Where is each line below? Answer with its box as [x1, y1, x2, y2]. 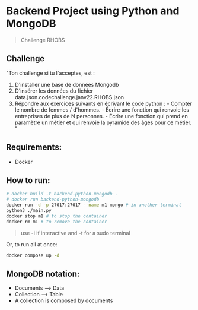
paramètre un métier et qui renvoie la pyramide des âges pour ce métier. [14, 119, 191, 126]
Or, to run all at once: [6, 241, 58, 248]
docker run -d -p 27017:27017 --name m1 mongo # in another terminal [6, 202, 182, 208]
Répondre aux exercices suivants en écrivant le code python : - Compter [14, 100, 193, 107]
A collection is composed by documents [14, 297, 113, 304]
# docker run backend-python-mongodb [6, 197, 100, 203]
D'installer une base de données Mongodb [14, 81, 119, 88]
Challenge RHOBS [20, 36, 65, 43]
